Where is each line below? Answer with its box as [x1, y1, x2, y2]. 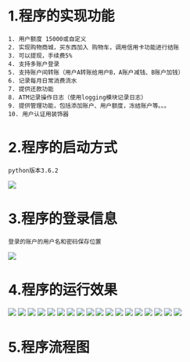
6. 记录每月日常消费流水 [8, 76, 77, 85]
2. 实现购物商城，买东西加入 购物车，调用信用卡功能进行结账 [8, 43, 180, 51]
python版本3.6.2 [8, 166, 59, 174]
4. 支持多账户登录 [8, 60, 60, 68]
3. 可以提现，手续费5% [8, 52, 73, 60]
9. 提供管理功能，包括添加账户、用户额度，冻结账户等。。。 [8, 101, 170, 110]
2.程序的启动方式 [8, 139, 117, 157]
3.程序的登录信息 [8, 210, 117, 228]
